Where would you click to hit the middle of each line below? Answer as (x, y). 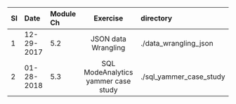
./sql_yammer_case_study (183, 77)
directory (156, 18)
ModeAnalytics (109, 72)
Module (63, 14)
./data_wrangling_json (177, 43)
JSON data (108, 39)
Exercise (109, 18)
